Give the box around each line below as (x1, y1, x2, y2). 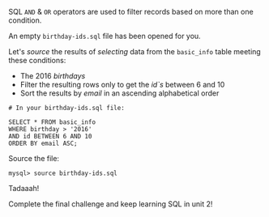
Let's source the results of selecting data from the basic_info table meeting (8, 47, 261, 56)
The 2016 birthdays (19, 71, 86, 80)
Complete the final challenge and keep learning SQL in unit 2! (8, 199, 213, 209)
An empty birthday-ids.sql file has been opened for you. (8, 32, 201, 40)
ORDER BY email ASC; (8, 139, 79, 147)
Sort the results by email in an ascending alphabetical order (19, 88, 220, 98)
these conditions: (8, 56, 66, 65)
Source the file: (8, 154, 59, 163)
